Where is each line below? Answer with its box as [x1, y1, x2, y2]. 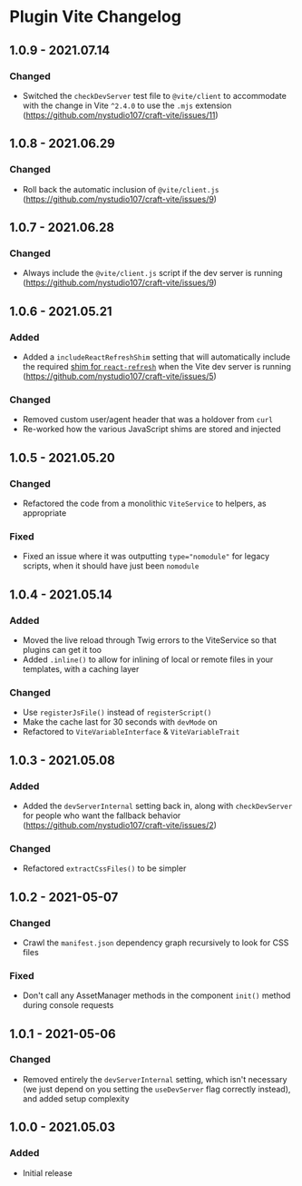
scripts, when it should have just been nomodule [22, 560, 200, 571]
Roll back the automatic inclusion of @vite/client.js [22, 183, 219, 194]
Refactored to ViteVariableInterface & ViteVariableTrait [22, 726, 240, 737]
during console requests [22, 1000, 114, 1011]
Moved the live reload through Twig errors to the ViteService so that [22, 634, 277, 646]
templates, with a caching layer [22, 663, 140, 674]
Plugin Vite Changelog [9, 6, 181, 27]
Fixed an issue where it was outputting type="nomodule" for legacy [22, 551, 270, 562]
